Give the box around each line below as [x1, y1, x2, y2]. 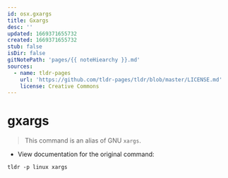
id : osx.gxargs [7, 10, 52, 18]
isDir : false [7, 50, 46, 57]
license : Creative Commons [20, 83, 100, 90]
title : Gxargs [7, 17, 49, 24]
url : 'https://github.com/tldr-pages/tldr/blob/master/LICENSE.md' [20, 76, 222, 83]
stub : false [7, 43, 42, 50]
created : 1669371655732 [7, 37, 78, 44]
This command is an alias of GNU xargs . [24, 136, 141, 145]
